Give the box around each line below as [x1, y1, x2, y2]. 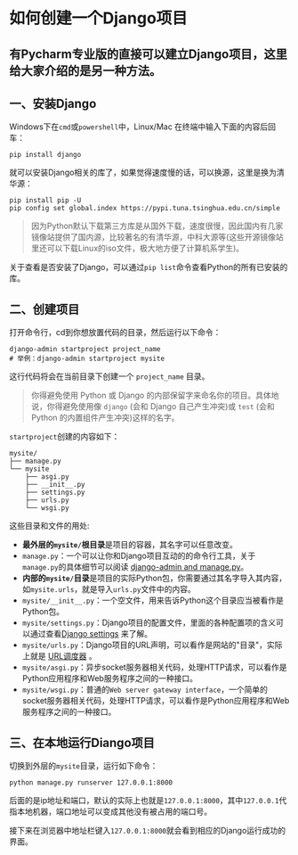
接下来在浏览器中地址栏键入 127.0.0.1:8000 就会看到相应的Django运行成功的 [9, 826, 286, 836]
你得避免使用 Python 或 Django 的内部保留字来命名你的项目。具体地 [30, 390, 279, 401]
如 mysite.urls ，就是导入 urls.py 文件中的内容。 [21, 584, 196, 595]
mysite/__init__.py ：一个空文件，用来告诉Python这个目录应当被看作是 [21, 595, 285, 606]
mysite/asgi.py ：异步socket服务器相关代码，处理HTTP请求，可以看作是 [21, 662, 287, 673]
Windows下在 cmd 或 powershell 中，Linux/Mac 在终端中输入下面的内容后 [9, 121, 269, 132]
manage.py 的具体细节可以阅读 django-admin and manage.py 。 [21, 562, 249, 572]
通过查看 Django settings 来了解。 [29, 629, 153, 639]
